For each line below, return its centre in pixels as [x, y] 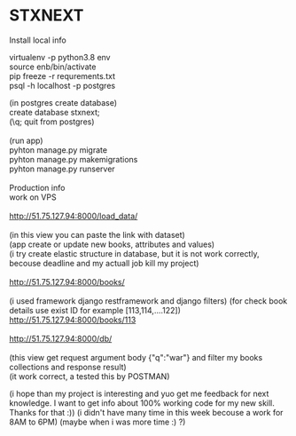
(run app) [26, 140]
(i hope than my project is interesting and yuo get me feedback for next [139, 393]
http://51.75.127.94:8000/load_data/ [74, 216]
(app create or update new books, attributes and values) [112, 244]
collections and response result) [68, 367]
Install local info [38, 40]
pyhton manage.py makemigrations [74, 159]
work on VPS [33, 197]
